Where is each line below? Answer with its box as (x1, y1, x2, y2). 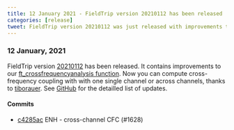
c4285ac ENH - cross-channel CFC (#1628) (17, 115, 143, 124)
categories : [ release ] (7, 17, 73, 24)
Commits (7, 100, 35, 108)
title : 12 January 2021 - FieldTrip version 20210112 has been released (7, 10, 223, 17)
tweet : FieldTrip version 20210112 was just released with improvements (7, 23, 223, 30)
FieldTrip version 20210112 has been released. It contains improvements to (7, 62, 221, 70)
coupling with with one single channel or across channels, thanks (38, 76, 226, 85)
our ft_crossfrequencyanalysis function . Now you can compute (7, 69, 188, 77)
